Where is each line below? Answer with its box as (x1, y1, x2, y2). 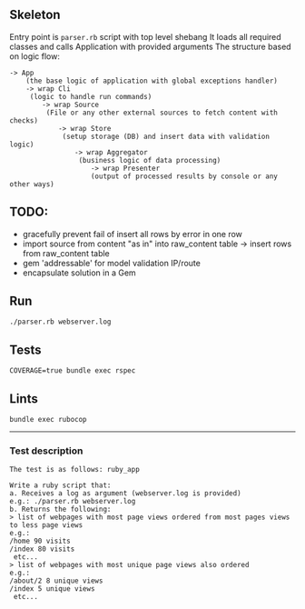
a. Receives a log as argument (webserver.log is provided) (9, 489, 242, 498)
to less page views (9, 521, 84, 530)
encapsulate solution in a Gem (22, 267, 136, 278)
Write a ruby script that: (9, 481, 112, 490)
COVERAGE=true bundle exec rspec (9, 366, 136, 375)
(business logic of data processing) (78, 155, 221, 165)
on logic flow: (9, 50, 61, 62)
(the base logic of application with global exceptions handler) (25, 76, 279, 85)
